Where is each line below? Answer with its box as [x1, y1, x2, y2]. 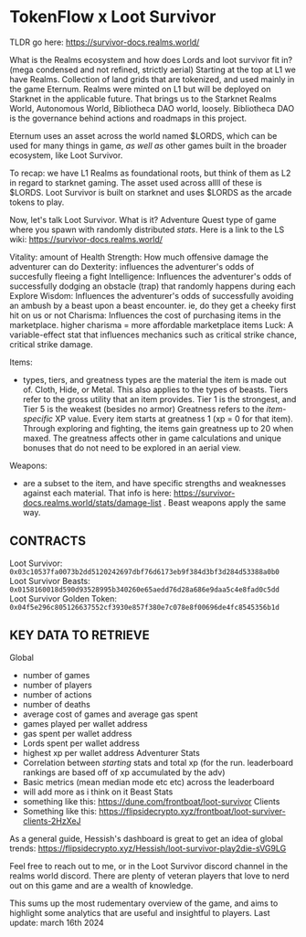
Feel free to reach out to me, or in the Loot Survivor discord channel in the [9, 860, 289, 871]
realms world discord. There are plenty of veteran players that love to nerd [9, 870, 290, 881]
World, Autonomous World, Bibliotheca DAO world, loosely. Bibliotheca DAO [9, 102, 295, 113]
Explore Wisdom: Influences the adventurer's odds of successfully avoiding [9, 290, 294, 301]
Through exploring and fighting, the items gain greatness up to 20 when [22, 422, 294, 433]
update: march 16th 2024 [9, 917, 105, 928]
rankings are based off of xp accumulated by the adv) [22, 766, 226, 778]
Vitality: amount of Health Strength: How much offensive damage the [9, 251, 269, 262]
